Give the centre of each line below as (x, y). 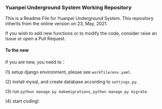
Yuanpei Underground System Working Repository (68, 7)
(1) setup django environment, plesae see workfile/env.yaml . (68, 72)
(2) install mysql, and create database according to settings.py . (72, 81)
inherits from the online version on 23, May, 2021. (57, 23)
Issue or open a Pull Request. (35, 38)
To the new (17, 50)
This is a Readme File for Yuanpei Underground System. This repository (79, 18)
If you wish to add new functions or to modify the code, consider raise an (81, 33)
